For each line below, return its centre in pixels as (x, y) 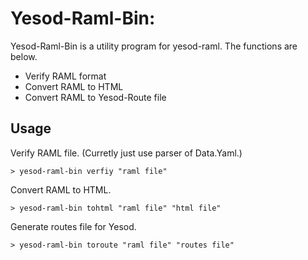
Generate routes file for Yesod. (73, 226)
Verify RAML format (65, 76)
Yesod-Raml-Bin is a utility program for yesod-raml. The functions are (154, 46)
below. (24, 56)
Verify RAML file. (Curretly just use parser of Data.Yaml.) (126, 153)
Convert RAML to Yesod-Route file (95, 97)
